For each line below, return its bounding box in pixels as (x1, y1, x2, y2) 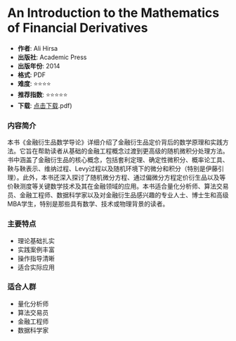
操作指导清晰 (17, 254, 55, 262)
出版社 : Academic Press (17, 53, 87, 61)
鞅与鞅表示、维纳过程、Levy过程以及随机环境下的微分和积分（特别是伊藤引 (7, 164, 225, 173)
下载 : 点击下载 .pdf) (17, 101, 72, 110)
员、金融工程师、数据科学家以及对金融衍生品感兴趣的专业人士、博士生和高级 (7, 191, 229, 199)
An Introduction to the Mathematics (7, 5, 220, 21)
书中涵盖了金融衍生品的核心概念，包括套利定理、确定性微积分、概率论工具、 (7, 156, 229, 164)
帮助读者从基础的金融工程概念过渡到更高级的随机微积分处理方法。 (37, 147, 229, 156)
